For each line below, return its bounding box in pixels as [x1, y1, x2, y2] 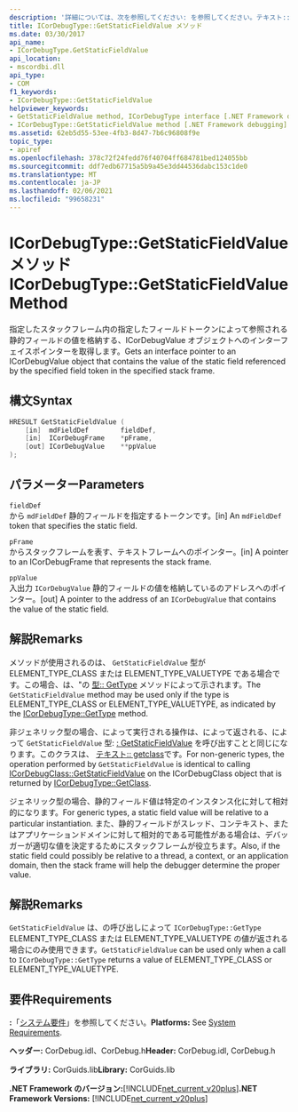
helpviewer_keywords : [9, 104, 90, 113]
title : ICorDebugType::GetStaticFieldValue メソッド [9, 21, 203, 30]
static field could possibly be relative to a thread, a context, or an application [9, 850, 289, 860]
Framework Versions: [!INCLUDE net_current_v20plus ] [9, 1093, 208, 1104]
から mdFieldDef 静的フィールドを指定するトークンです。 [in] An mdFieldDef [9, 510, 282, 521]
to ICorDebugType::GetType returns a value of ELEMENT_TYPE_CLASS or [9, 955, 272, 965]
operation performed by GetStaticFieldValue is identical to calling [9, 758, 251, 769]
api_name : [9, 37, 46, 47]
